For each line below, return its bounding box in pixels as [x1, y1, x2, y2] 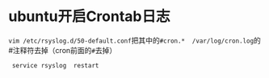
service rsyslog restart [11, 61, 99, 69]
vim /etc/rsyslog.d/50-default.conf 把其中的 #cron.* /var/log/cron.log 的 [8, 35, 261, 45]
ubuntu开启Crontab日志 [8, 7, 170, 26]
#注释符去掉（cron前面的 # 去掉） [8, 45, 117, 55]
